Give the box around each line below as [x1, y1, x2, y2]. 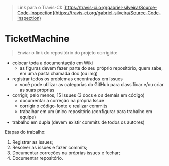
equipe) [19, 114, 36, 120]
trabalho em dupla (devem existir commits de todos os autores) [12, 119, 145, 125]
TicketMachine [5, 33, 70, 45]
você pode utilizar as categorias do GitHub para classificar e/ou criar [19, 81, 164, 87]
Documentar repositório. [12, 155, 63, 161]
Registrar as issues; [12, 139, 54, 145]
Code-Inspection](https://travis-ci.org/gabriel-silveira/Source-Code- [17, 10, 161, 16]
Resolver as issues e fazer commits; [12, 144, 88, 150]
